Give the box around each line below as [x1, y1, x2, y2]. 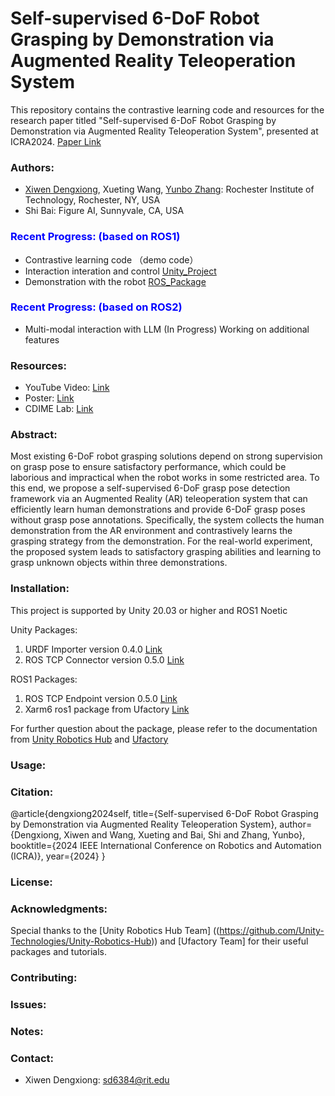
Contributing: [10, 971, 78, 985]
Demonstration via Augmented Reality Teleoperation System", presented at [10, 125, 319, 137]
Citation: [10, 785, 54, 799]
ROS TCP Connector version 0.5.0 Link [24, 653, 185, 666]
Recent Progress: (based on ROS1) [10, 230, 181, 244]
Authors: [10, 160, 55, 174]
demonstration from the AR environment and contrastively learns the [10, 525, 293, 537]
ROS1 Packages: [10, 673, 78, 685]
